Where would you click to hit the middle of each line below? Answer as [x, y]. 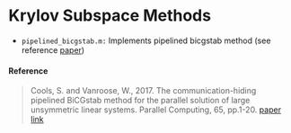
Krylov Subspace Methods [110, 16]
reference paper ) [53, 49]
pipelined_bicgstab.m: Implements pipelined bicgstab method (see [146, 40]
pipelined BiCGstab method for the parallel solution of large [140, 101]
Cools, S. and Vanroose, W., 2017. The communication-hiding [143, 91]
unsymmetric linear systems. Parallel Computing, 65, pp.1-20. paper [156, 110]
